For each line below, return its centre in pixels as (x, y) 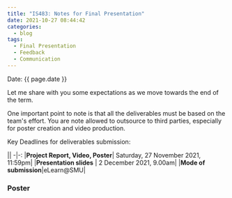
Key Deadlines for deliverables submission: (69, 142)
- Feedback (29, 53)
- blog (23, 33)
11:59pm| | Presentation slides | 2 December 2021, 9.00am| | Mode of (106, 162)
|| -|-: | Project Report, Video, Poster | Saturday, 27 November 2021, (104, 155)
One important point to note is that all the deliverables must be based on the (116, 113)
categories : (24, 26)
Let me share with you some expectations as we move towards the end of (113, 92)
